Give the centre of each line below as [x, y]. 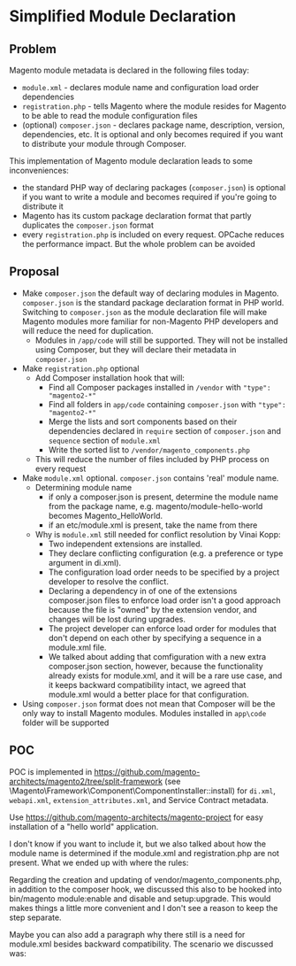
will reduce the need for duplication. [87, 330]
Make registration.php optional [80, 368]
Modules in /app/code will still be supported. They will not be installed [162, 340]
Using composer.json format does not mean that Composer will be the [148, 703]
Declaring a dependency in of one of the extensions [143, 591]
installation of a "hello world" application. [84, 826]
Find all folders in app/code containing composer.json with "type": [167, 404]
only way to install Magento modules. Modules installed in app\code [144, 713]
